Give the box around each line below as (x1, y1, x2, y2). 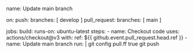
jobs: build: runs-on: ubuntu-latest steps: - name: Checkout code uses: (6, 28, 180, 35)
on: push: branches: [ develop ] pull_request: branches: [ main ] (6, 16, 162, 23)
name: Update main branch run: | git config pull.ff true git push (6, 41, 159, 47)
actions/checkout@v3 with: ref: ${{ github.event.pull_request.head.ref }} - (6, 34, 188, 41)
